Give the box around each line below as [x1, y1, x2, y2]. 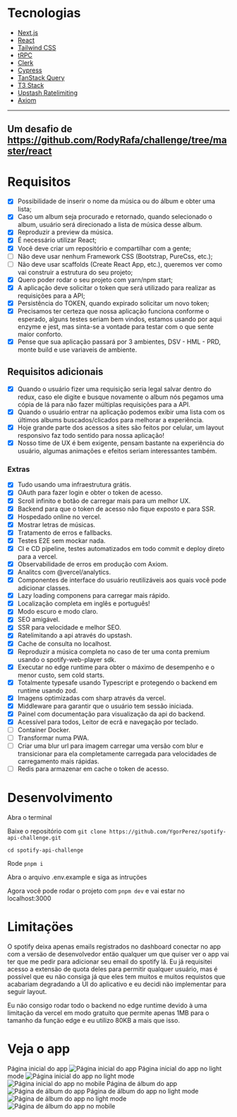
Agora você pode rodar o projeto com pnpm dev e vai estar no [7, 886, 186, 896]
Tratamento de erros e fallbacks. [17, 528, 113, 537]
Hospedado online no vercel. [17, 512, 102, 521]
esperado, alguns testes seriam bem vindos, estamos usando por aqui [17, 315, 222, 323]
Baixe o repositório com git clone [7, 827, 107, 835]
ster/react [7, 145, 52, 157]
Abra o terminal [7, 814, 52, 822]
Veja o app [7, 1041, 71, 1057]
